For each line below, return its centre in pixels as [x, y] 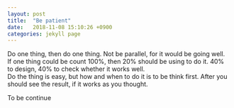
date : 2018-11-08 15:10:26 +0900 [60, 27]
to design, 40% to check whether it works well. [76, 69]
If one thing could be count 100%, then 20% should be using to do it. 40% [116, 62]
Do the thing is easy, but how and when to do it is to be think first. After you [117, 77]
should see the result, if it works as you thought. [78, 84]
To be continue [29, 98]
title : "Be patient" [39, 21]
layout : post [27, 14]
